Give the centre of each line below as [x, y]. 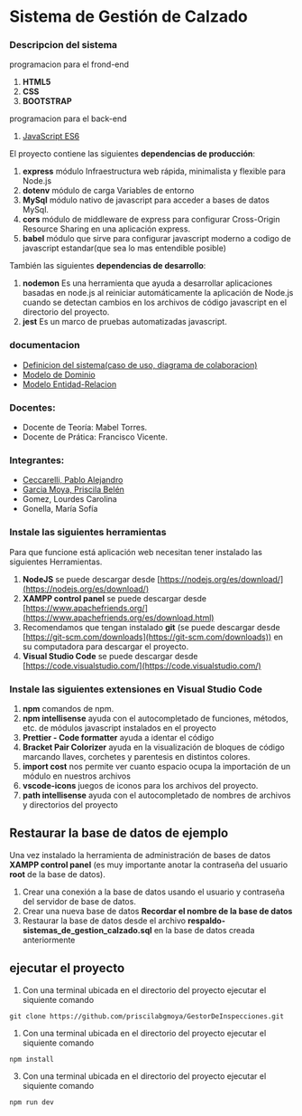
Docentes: [32, 407]
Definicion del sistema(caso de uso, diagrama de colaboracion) [140, 364]
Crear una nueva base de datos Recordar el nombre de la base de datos [157, 911]
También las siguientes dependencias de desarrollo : [108, 266]
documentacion [45, 345]
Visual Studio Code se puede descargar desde [110, 656]
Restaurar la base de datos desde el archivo [104, 921]
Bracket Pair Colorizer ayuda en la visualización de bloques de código [154, 747]
